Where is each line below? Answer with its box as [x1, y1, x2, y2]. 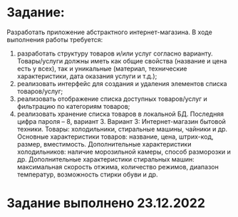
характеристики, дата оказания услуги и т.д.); [16, 72, 157, 80]
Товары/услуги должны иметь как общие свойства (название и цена [16, 56, 227, 65]
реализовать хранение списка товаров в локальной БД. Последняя [16, 110, 224, 118]
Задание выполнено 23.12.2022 [6, 195, 206, 211]
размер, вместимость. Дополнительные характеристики [16, 139, 192, 148]
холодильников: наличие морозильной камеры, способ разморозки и [16, 147, 231, 156]
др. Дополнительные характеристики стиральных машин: [16, 154, 195, 164]
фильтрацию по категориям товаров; [16, 102, 130, 110]
